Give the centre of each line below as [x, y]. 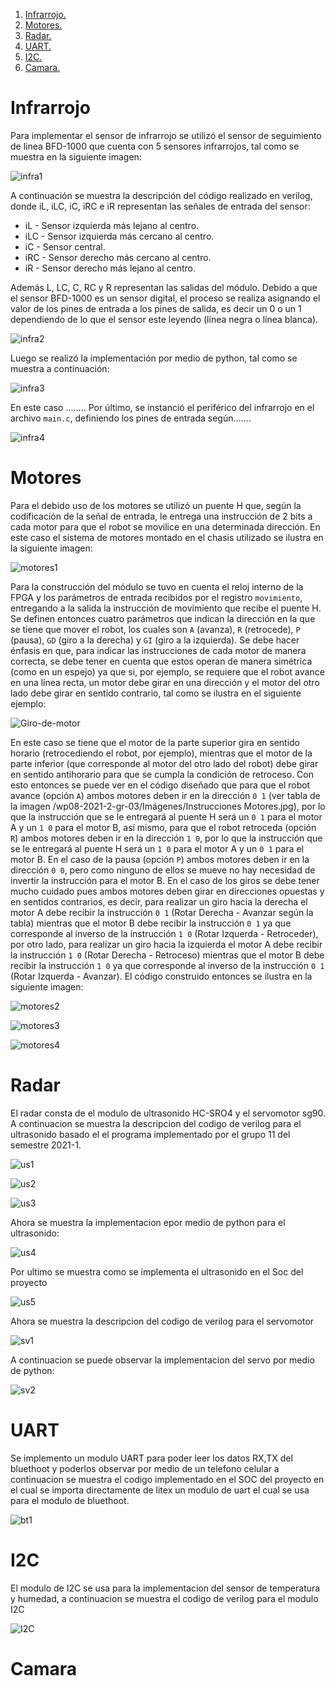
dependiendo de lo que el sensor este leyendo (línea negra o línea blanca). [164, 319]
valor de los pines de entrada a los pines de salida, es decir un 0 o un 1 [156, 308]
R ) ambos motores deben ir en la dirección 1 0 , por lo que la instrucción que [166, 838]
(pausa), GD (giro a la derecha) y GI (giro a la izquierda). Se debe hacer [155, 640]
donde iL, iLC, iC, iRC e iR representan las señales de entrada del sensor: [160, 206]
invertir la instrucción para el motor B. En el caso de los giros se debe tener [165, 880]
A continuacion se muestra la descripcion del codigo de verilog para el [156, 1123]
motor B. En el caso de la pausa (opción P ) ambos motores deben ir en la [160, 859]
